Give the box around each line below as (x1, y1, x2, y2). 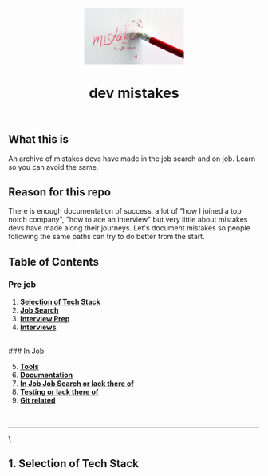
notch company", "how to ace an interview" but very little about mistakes (8, 214, 248, 225)
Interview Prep (19, 314, 70, 323)
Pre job (8, 278, 37, 289)
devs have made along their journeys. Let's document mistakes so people (8, 223, 251, 233)
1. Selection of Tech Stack (8, 457, 140, 470)
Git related (19, 395, 56, 405)
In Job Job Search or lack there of (19, 379, 134, 388)
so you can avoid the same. (8, 162, 99, 171)
